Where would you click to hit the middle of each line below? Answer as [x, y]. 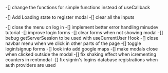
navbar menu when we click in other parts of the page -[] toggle [73, 43]
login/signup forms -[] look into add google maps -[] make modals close [82, 49]
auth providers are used [31, 65]
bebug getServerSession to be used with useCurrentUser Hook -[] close [82, 38]
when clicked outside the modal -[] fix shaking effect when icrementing [81, 54]
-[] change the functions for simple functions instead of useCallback [78, 7]
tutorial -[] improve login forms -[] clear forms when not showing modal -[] [84, 32]
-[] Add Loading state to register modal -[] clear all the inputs [70, 17]
